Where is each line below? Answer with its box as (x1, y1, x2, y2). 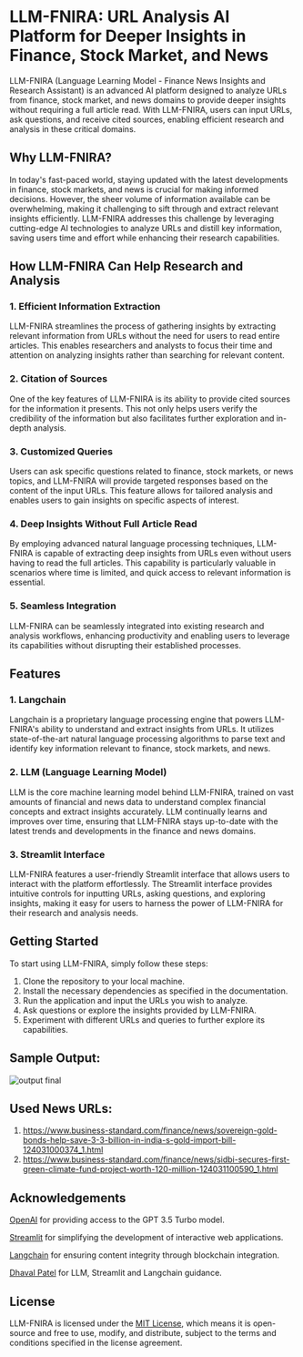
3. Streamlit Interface (9, 848, 106, 861)
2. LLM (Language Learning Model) (9, 766, 167, 779)
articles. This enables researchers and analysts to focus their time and (9, 340, 273, 352)
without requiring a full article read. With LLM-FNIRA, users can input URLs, (9, 104, 293, 115)
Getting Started (9, 934, 99, 949)
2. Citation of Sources (9, 372, 107, 385)
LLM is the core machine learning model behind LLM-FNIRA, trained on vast (9, 786, 294, 798)
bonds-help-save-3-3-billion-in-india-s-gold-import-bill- (22, 1135, 237, 1146)
